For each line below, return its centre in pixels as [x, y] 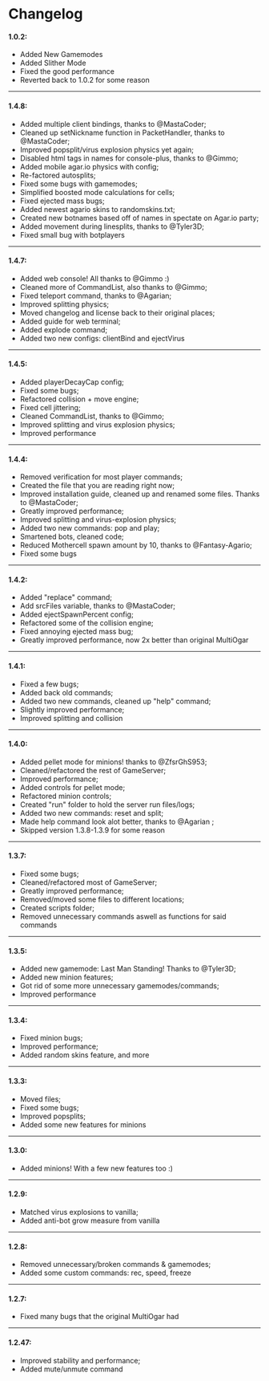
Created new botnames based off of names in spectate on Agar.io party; [139, 218]
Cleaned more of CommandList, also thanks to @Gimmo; [114, 287]
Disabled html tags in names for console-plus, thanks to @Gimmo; [129, 158]
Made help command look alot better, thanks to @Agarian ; [117, 821]
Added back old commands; [66, 692]
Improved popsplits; [53, 1116]
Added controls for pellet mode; [72, 787]
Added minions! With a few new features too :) [96, 1168]
